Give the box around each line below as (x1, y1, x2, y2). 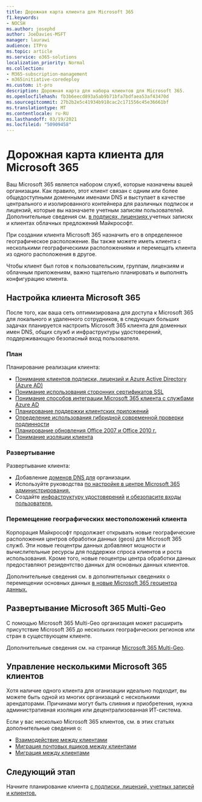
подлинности (15, 420, 50, 428)
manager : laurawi (6, 37, 50, 43)
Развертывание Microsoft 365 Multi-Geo (6, 603, 166, 613)
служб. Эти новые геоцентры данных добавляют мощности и (6, 541, 166, 549)
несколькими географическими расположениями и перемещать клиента (6, 244, 197, 252)
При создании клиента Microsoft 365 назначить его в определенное (6, 231, 183, 238)
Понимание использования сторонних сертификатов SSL (15, 388, 164, 396)
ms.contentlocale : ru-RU (6, 110, 69, 116)
